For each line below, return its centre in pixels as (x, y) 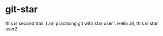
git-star (22, 9)
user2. (12, 28)
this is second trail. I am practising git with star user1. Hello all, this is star (82, 23)
